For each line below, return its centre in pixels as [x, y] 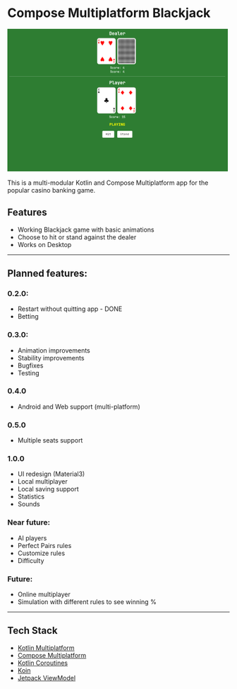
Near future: [29, 523]
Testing [29, 372]
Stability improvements [51, 358]
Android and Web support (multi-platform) [79, 406]
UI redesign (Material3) [51, 474]
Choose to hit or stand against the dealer [77, 237]
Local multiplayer [43, 482]
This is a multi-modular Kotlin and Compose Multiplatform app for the [108, 183]
